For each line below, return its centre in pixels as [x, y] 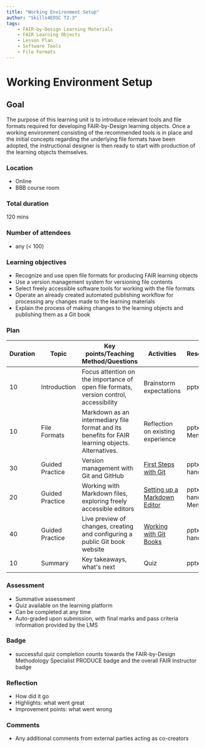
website [93, 550]
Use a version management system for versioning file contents [94, 282]
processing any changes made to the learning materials [85, 301]
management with [107, 468]
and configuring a [107, 534]
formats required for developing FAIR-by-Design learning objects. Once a [98, 126]
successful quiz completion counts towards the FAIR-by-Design [95, 654]
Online [23, 181]
